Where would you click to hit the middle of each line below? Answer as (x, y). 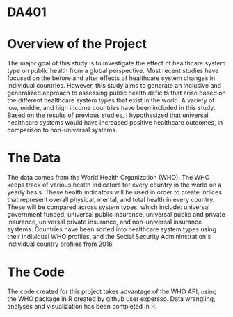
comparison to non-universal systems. (62, 130)
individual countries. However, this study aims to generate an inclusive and (114, 86)
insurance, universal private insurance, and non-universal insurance (105, 222)
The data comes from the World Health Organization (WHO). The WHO (109, 178)
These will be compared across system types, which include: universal (109, 207)
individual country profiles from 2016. (61, 244)
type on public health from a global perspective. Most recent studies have (113, 71)
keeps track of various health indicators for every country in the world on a (114, 185)
